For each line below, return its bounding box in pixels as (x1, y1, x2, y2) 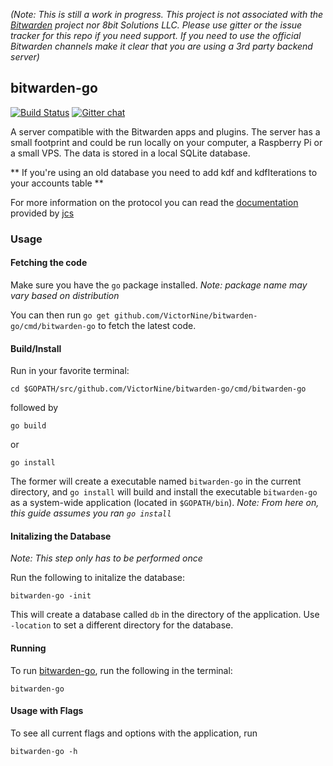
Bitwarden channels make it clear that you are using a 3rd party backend (10, 40, 313, 52)
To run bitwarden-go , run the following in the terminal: (10, 664, 233, 676)
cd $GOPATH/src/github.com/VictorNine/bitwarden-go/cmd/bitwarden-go (10, 384, 307, 394)
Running (10, 642, 47, 654)
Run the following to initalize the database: (10, 572, 185, 584)
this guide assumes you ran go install (10, 507, 172, 519)
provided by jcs (10, 207, 75, 219)
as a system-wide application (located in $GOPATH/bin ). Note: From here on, (10, 497, 320, 509)
